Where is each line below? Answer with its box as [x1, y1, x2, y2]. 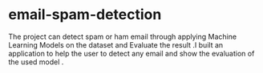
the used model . [8, 57, 64, 67]
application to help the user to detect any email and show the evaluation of [8, 48, 255, 58]
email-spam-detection [8, 6, 162, 24]
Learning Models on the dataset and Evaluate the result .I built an [8, 40, 224, 49]
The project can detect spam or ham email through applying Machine [8, 32, 237, 41]
